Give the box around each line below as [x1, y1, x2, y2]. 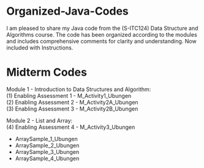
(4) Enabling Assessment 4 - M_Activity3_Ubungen [6, 123, 135, 131]
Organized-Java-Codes [6, 4, 129, 18]
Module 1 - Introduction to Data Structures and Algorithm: [6, 86, 151, 93]
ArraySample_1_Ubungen [15, 135, 78, 142]
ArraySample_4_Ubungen [15, 155, 80, 162]
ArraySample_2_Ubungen [15, 142, 80, 149]
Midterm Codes [6, 65, 88, 79]
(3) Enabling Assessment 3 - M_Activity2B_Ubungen [6, 105, 138, 112]
